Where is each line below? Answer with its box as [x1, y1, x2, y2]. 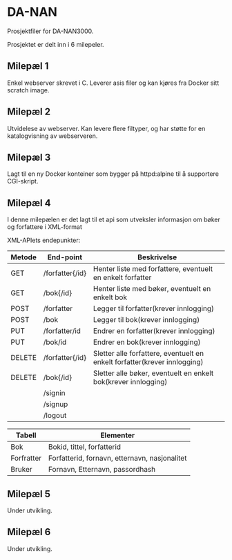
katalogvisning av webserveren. [7, 132, 98, 140]
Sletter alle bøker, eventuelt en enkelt [93, 368, 214, 378]
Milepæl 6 [7, 526, 51, 538]
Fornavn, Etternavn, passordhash [48, 465, 156, 474]
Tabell [16, 430, 37, 440]
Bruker [10, 465, 32, 474]
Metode [10, 252, 37, 262]
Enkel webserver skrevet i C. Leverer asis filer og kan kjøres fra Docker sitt [7, 79, 220, 87]
